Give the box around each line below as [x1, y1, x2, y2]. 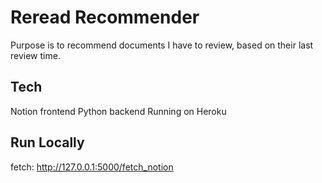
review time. [10, 49, 61, 61]
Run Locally [10, 134, 85, 151]
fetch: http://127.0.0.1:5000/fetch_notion [10, 161, 174, 173]
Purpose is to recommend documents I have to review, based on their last [10, 39, 314, 51]
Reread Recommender [10, 6, 200, 29]
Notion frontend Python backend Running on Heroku [10, 105, 227, 117]
